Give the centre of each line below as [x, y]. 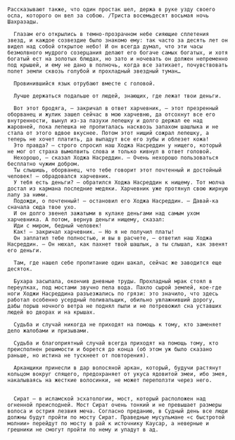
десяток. [20, 269]
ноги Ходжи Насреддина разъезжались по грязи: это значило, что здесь [113, 294]
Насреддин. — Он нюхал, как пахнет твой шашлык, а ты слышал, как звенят [118, 244]
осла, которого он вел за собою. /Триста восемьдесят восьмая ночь [108, 16]
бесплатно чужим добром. [44, 164]
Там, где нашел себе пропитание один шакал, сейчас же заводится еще [118, 263]
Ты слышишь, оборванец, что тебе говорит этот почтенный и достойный [118, 170]
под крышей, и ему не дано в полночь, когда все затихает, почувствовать [118, 65]
